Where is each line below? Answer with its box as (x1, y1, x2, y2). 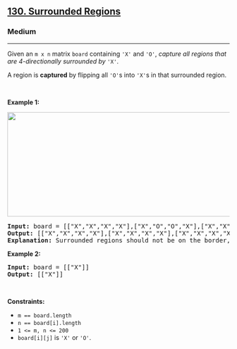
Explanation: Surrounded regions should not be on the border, (7, 236, 231, 244)
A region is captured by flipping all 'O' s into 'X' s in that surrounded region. (7, 71, 227, 79)
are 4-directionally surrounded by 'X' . (7, 56, 119, 66)
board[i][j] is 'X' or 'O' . (17, 333, 92, 341)
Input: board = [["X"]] (7, 263, 90, 271)
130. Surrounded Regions (7, 6, 121, 18)
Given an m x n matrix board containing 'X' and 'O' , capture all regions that (7, 49, 227, 58)
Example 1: (7, 98, 40, 106)
